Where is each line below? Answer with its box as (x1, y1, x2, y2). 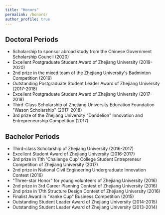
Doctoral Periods (5, 35, 59, 44)
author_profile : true (5, 17, 50, 22)
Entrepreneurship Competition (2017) (12, 118, 89, 124)
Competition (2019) (12, 75, 52, 81)
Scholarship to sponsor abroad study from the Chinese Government (12, 49, 152, 55)
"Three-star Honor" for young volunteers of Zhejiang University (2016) (12, 177, 158, 183)
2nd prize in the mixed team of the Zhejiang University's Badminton (12, 70, 151, 76)
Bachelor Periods (5, 132, 60, 141)
